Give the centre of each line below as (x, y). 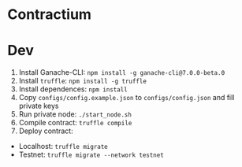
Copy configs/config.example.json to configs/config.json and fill (127, 98)
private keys (39, 106)
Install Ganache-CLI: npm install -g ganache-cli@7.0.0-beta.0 (122, 72)
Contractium (50, 15)
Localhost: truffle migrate (63, 147)
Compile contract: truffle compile (75, 123)
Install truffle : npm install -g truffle (83, 81)
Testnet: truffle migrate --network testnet (91, 154)
